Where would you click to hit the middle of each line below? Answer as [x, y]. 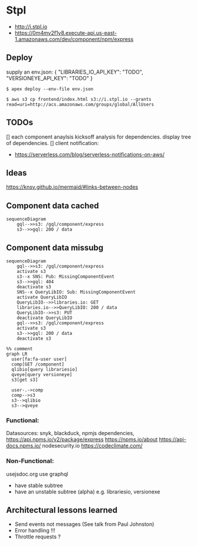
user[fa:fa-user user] [39, 359]
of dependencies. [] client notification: [52, 143]
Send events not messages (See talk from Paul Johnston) [84, 524]
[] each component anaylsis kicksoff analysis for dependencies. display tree [99, 137]
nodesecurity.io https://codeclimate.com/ [92, 446]
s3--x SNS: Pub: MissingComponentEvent [66, 277]
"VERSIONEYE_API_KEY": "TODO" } [50, 78]
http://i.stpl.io [31, 27]
